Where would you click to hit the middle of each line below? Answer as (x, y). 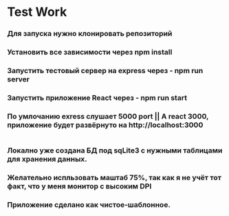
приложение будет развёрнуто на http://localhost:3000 (105, 125)
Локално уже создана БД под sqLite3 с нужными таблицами (115, 150)
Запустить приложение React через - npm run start (97, 97)
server (18, 79)
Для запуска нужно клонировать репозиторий (90, 34)
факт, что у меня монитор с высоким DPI (79, 186)
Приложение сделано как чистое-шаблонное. (89, 204)
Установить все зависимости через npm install (90, 52)
